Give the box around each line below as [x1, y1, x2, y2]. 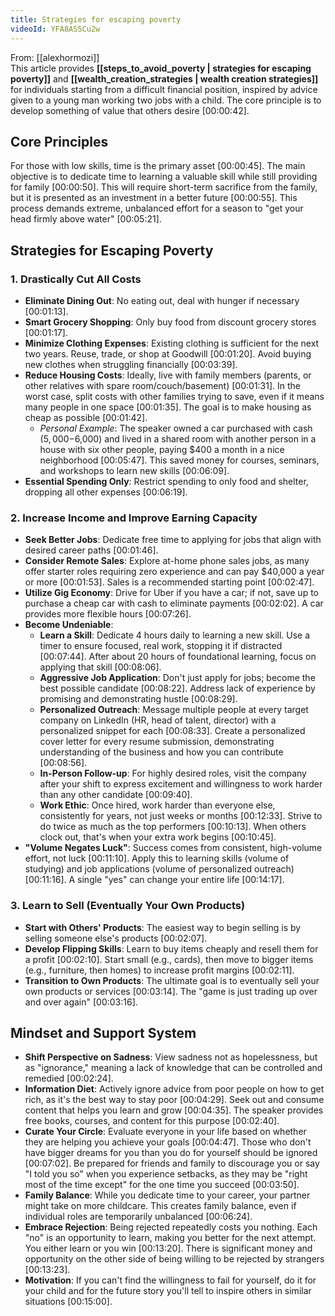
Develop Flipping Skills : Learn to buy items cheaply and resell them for [24, 942, 319, 955]
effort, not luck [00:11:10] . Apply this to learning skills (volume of [24, 852, 290, 865]
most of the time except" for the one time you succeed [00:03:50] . [24, 1179, 300, 1191]
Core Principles [10, 133, 109, 150]
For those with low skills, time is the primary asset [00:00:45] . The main [10, 160, 306, 172]
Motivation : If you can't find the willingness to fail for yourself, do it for [24, 1274, 317, 1286]
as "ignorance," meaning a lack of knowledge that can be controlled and [24, 1062, 323, 1074]
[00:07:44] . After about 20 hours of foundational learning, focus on [39, 651, 317, 663]
